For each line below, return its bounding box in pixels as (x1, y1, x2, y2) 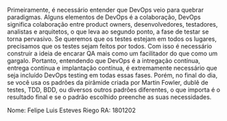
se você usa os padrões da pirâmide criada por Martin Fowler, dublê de (7, 79, 208, 86)
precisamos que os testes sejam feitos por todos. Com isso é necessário (7, 42, 213, 50)
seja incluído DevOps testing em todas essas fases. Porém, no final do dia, (7, 71, 218, 79)
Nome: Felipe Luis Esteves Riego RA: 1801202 (7, 106, 136, 114)
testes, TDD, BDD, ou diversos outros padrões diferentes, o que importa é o (7, 85, 221, 94)
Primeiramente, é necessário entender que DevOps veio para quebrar (7, 6, 204, 14)
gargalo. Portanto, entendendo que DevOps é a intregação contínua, (7, 57, 200, 64)
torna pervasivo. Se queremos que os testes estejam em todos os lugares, (7, 35, 217, 43)
